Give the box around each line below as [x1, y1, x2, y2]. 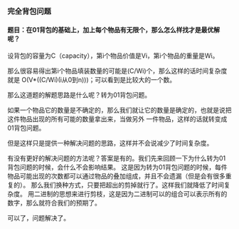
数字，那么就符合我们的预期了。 [7, 198, 101, 208]
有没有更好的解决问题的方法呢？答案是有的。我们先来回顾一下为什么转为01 [7, 154, 226, 163]
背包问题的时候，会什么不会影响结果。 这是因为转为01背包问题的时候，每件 [7, 163, 228, 172]
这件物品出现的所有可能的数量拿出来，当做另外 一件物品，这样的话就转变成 [7, 115, 228, 123]
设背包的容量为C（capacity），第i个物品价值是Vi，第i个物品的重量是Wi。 [7, 51, 219, 60]
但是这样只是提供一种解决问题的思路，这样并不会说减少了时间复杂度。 [7, 139, 213, 148]
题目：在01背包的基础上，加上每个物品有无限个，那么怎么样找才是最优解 [7, 25, 221, 34]
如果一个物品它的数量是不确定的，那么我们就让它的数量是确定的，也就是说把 [7, 106, 232, 115]
